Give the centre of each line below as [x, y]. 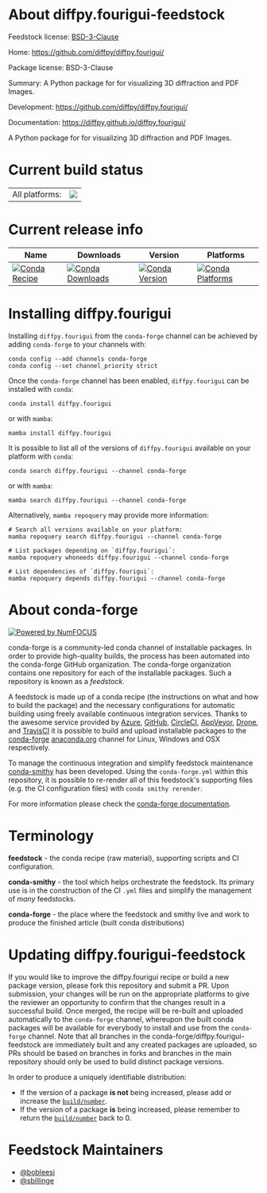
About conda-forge [73, 610]
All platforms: [37, 194]
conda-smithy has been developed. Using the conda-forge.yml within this [128, 771]
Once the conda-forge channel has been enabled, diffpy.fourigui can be [129, 381]
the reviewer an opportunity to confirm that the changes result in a [117, 1002]
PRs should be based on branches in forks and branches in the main [120, 1053]
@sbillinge [37, 1180]
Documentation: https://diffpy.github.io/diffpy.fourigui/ [97, 122]
